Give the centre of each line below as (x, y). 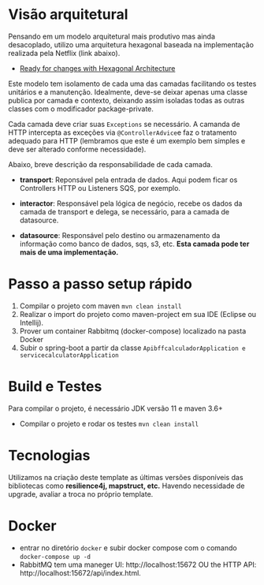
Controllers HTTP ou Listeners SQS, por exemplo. (100, 188)
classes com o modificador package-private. (81, 109)
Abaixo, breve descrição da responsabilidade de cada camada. (110, 164)
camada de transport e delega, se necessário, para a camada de (125, 211)
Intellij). (32, 322)
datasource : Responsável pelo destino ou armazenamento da (120, 235)
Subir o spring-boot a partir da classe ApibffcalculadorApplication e (132, 348)
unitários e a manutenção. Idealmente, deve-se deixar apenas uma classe (128, 91)
